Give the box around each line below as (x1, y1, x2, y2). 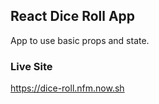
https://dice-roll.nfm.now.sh (10, 82, 125, 94)
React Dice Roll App (10, 8, 136, 25)
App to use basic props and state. (10, 34, 150, 46)
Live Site (10, 59, 53, 73)
